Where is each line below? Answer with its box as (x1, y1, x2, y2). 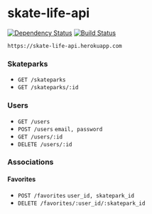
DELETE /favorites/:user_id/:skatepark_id (17, 200, 146, 207)
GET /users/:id (17, 133, 63, 141)
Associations (7, 157, 54, 167)
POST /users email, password (17, 126, 103, 133)
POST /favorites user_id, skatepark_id (17, 192, 135, 199)
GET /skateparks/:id (17, 84, 79, 91)
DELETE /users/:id (17, 141, 72, 148)
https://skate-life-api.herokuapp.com (7, 42, 122, 49)
